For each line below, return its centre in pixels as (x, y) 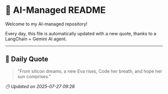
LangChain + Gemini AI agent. (36, 39)
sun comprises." (34, 76)
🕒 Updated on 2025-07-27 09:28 (40, 86)
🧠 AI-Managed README (55, 10)
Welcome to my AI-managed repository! (46, 24)
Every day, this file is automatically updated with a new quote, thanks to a (81, 33)
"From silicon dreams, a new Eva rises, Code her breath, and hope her (90, 71)
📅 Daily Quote (27, 59)
